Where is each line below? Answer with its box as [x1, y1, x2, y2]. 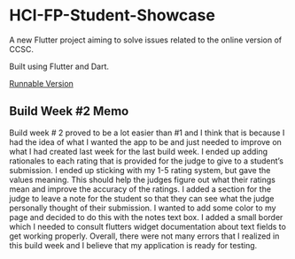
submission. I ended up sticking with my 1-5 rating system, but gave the [9, 164, 271, 175]
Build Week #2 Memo [9, 103, 129, 119]
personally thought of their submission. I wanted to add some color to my [9, 202, 276, 213]
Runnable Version [9, 78, 74, 88]
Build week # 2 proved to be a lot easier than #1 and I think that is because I [9, 127, 285, 138]
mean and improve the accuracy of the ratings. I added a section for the [9, 183, 272, 194]
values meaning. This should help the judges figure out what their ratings [9, 174, 276, 185]
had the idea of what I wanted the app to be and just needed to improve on [9, 136, 282, 147]
